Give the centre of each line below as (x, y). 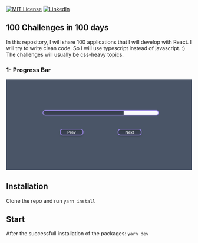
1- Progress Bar (29, 70)
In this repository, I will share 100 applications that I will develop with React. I (99, 42)
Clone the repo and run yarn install (51, 200)
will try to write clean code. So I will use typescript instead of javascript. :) (96, 48)
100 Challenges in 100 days (57, 27)
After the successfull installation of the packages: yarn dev (77, 234)
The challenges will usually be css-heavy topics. (65, 54)
